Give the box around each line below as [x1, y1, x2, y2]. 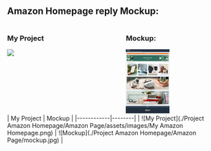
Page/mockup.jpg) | [7, 136, 64, 144]
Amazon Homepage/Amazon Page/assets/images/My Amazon [7, 121, 184, 129]
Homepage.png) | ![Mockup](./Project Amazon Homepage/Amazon [7, 128, 197, 137]
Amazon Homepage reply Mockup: [7, 5, 159, 17]
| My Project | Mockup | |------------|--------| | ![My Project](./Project [7, 114, 204, 122]
